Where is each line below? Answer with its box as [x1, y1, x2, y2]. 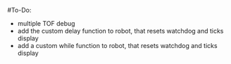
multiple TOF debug [17, 19, 75, 27]
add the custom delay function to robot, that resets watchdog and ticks [17, 27, 224, 35]
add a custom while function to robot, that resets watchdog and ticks [17, 42, 218, 49]
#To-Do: [7, 6, 32, 14]
